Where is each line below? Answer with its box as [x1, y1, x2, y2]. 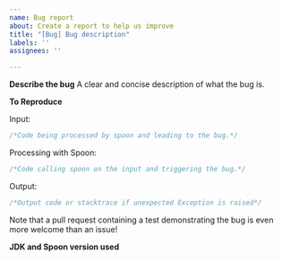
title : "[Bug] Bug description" [9, 30, 130, 39]
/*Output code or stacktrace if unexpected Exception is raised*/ [9, 198, 262, 207]
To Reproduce [9, 96, 63, 108]
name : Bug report [9, 13, 74, 22]
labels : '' [9, 38, 50, 48]
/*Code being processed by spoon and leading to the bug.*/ [9, 131, 239, 140]
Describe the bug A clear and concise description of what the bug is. [9, 79, 265, 90]
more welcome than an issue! [9, 223, 118, 234]
